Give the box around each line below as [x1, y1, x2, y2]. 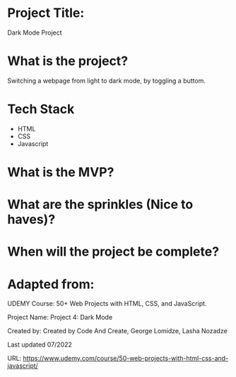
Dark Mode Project [7, 28, 62, 37]
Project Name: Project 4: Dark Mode [7, 313, 113, 322]
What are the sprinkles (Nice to [7, 196, 194, 213]
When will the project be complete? [7, 244, 220, 260]
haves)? [7, 212, 56, 227]
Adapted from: [7, 276, 95, 292]
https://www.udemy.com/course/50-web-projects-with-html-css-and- [23, 354, 229, 363]
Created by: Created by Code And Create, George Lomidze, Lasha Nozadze [7, 327, 228, 335]
